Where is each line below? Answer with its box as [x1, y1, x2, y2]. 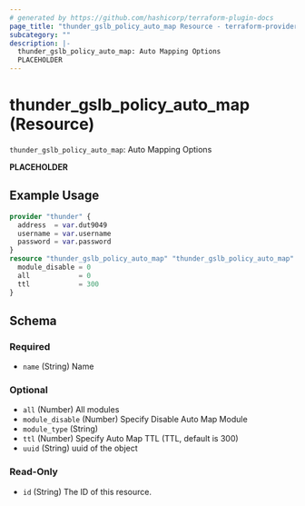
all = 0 [17, 271, 92, 280]
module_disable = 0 [17, 263, 92, 272]
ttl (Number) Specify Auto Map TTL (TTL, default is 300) [22, 433, 239, 444]
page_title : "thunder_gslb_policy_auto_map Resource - [9, 22, 221, 31]
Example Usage [9, 188, 100, 203]
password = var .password [17, 237, 112, 246]
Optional [9, 383, 48, 396]
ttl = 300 [17, 279, 100, 289]
